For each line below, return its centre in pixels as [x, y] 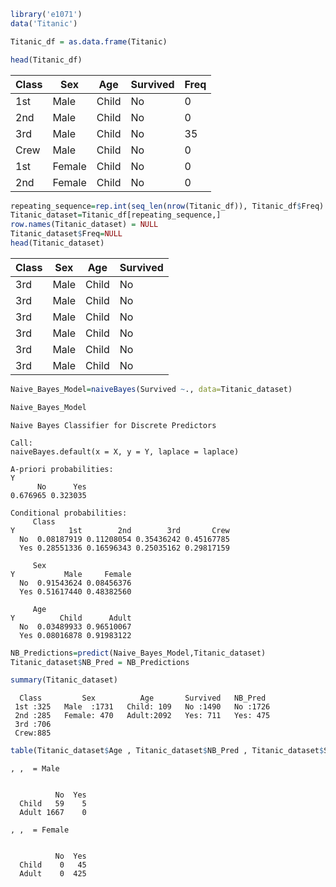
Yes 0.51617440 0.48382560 [75, 591]
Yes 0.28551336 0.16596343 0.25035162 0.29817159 [124, 548]
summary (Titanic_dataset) [64, 680]
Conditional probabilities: [69, 513]
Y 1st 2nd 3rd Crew [120, 530]
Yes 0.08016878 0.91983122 [75, 635]
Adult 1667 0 [53, 813]
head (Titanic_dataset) [57, 243]
